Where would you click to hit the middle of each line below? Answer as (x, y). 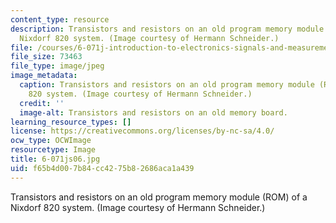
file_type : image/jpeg (57, 66)
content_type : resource (60, 19)
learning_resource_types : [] (71, 122)
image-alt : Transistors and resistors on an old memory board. (153, 112)
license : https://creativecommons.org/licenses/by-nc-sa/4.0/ (142, 131)
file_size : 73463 (46, 57)
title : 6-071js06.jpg (55, 159)
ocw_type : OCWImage (51, 141)
